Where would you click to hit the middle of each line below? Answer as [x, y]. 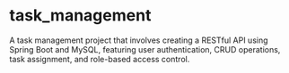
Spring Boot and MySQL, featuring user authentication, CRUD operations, [145, 49]
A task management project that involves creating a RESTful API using [139, 40]
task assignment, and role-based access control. [100, 59]
